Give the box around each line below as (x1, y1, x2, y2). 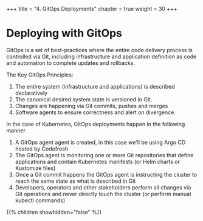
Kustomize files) (15, 164, 56, 172)
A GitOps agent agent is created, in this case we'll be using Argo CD (15, 138, 186, 146)
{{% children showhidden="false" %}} (6, 208, 102, 216)
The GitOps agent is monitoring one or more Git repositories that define (15, 151, 194, 158)
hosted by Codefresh (15, 145, 69, 152)
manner (6, 127, 26, 134)
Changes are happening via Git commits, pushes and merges (15, 102, 168, 109)
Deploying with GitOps (6, 27, 123, 40)
